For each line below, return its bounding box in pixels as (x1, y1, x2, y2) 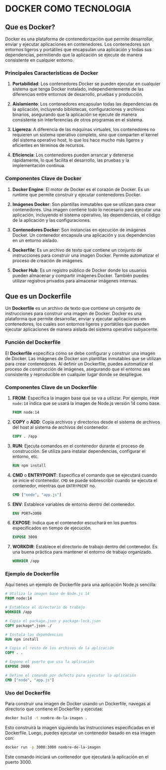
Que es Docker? (5, 23, 55, 31)
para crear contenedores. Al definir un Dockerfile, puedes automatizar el (5, 361, 154, 367)
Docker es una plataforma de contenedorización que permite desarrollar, (5, 36, 154, 42)
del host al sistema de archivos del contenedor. (12, 424, 109, 430)
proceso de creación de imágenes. (12, 257, 84, 264)
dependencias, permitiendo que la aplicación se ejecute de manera (5, 52, 143, 58)
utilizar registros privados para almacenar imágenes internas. (12, 278, 138, 284)
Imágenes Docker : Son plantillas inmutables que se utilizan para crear (12, 201, 156, 207)
